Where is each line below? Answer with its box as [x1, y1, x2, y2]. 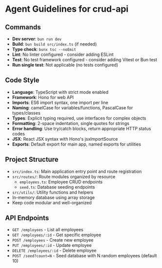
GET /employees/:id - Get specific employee [12, 232, 101, 238]
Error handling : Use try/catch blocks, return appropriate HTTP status [12, 125, 151, 131]
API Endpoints [5, 214, 49, 222]
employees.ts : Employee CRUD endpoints [19, 179, 103, 185]
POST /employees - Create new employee [12, 237, 94, 243]
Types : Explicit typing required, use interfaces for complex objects [12, 115, 146, 121]
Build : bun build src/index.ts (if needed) [12, 41, 97, 47]
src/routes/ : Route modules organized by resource [12, 173, 116, 179]
